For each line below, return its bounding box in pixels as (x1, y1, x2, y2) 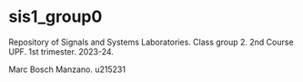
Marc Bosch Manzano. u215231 (8, 64, 126, 75)
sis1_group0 (8, 6, 103, 27)
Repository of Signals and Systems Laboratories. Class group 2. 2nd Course (8, 36, 294, 47)
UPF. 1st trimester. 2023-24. (8, 46, 115, 56)
